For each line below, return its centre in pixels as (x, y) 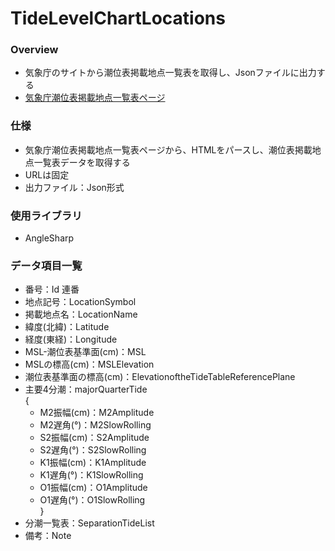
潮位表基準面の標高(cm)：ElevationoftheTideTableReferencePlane (160, 377)
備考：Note (48, 536)
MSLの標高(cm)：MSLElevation (89, 364)
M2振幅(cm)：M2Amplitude (97, 413)
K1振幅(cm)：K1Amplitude (93, 463)
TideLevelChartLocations (118, 18)
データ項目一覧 (46, 265)
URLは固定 (47, 174)
